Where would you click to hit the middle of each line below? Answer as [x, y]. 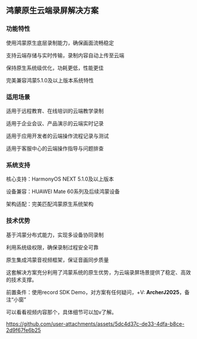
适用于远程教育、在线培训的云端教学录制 [55, 111]
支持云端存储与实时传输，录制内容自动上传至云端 [65, 55]
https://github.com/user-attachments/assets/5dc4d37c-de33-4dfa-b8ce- [95, 324]
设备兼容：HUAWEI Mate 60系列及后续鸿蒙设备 [63, 192]
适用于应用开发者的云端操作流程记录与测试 [57, 136]
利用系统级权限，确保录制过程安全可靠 [52, 247]
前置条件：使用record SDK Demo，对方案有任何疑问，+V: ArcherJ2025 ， [95, 292]
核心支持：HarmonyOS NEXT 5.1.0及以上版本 [60, 179]
